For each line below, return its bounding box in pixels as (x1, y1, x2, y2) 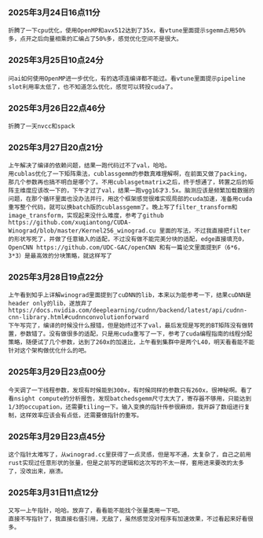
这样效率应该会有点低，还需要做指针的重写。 (19, 411, 143, 419)
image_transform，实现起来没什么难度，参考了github (8, 212, 164, 220)
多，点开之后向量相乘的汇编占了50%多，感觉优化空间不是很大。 (8, 35, 183, 43)
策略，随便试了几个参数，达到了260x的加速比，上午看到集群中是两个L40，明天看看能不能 (8, 339, 255, 346)
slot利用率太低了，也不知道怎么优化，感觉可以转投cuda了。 (8, 82, 177, 91)
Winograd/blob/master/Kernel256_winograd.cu (8, 227, 156, 235)
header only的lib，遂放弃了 (8, 300, 93, 308)
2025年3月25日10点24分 (8, 55, 104, 66)
